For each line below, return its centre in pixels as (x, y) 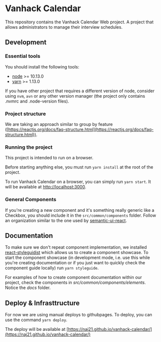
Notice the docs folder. (28, 288)
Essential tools (23, 56)
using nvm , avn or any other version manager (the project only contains (75, 96)
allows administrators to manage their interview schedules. (64, 27)
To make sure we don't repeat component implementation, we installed (76, 247)
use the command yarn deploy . (36, 320)
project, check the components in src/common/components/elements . (76, 283)
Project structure (25, 114)
